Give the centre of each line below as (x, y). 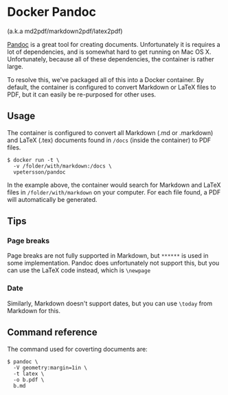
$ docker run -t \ (33, 160)
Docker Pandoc (52, 12)
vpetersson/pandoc (40, 172)
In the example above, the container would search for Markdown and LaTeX (114, 185)
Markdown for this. (34, 310)
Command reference (52, 333)
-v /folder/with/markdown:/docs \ (62, 166)
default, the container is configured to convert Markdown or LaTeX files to (112, 87)
